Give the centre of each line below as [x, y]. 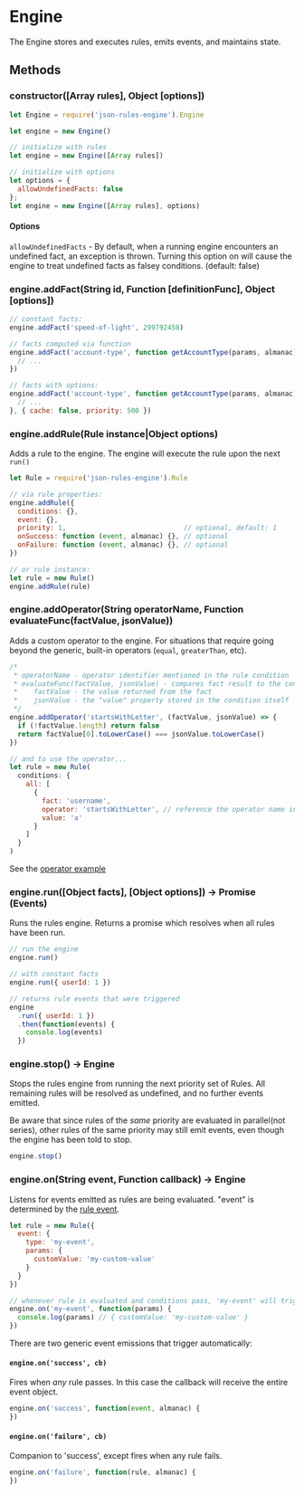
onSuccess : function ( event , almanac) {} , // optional [123, 537]
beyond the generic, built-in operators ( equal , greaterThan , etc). [128, 650]
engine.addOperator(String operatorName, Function [127, 610]
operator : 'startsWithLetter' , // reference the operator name [163, 809]
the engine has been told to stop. [71, 1140]
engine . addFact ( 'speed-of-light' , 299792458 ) [96, 328]
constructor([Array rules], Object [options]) [107, 96]
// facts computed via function [70, 344]
